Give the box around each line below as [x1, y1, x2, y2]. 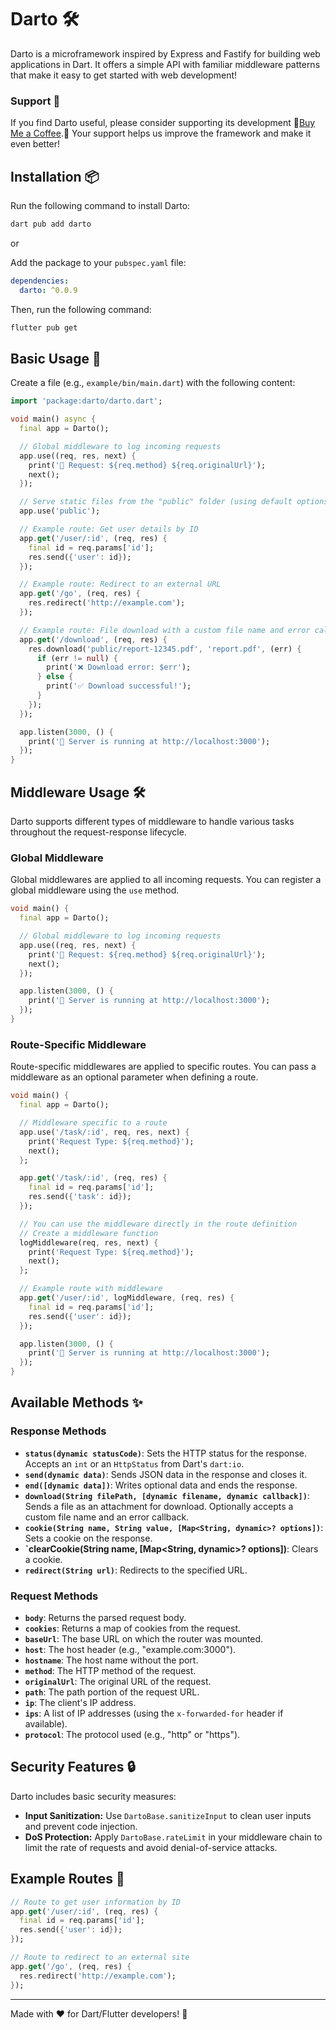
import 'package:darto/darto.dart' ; [10, 396, 163, 406]
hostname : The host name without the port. [24, 1654, 199, 1666]
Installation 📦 [10, 168, 100, 185]
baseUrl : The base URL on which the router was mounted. [24, 1633, 264, 1645]
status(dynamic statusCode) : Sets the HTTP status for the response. [24, 1447, 307, 1459]
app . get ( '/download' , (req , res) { [19, 634, 168, 645]
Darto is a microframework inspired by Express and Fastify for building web [10, 47, 321, 60]
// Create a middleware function [19, 1228, 159, 1238]
